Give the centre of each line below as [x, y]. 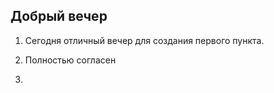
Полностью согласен [70, 60]
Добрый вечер [59, 16]
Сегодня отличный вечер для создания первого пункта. [144, 40]
